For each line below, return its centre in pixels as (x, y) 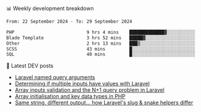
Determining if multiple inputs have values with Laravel (82, 84)
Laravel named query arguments (55, 77)
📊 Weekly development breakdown (50, 8)
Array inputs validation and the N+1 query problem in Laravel (89, 90)
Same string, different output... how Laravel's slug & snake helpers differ (104, 102)
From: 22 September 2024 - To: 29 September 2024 (69, 21)
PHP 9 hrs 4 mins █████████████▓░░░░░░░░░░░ (101, 32)
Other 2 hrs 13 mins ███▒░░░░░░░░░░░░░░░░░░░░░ (101, 43)
